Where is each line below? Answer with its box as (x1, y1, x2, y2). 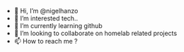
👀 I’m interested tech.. (13, 14, 79, 22)
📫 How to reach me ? (13, 37, 78, 45)
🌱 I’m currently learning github (13, 22, 103, 30)
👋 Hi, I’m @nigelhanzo (13, 7, 79, 15)
